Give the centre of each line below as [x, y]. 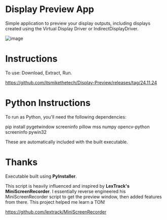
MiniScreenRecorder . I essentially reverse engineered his [66, 191]
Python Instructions [48, 103]
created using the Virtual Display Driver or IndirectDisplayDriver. [72, 28]
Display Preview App [50, 9]
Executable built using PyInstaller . [41, 176]
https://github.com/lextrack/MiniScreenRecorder [56, 212]
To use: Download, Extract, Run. [39, 73]
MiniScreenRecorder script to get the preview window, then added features [83, 197]
